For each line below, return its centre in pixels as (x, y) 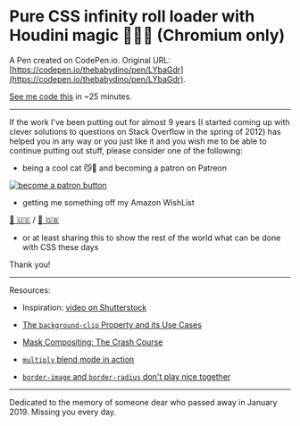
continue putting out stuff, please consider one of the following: (126, 150)
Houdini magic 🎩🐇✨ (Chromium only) (147, 35)
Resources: (30, 290)
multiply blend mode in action (78, 359)
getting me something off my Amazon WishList (108, 202)
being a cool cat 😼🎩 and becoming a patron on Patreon (125, 168)
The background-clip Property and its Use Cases (112, 324)
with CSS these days (60, 246)
